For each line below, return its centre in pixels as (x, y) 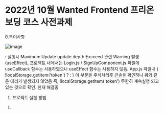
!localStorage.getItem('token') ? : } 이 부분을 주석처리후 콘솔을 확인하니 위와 (79, 75)
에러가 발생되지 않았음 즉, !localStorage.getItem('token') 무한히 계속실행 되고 (84, 81)
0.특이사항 (15, 37)
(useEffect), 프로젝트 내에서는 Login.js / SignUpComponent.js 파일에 (72, 63)
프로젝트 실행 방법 (29, 97)
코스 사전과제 (47, 22)
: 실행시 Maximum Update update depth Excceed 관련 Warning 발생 (72, 56)
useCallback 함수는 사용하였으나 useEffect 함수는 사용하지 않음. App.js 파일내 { (82, 68)
